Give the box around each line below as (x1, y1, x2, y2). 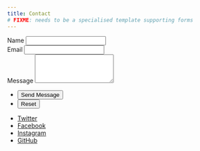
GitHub (17, 136, 38, 144)
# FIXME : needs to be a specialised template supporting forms (7, 17, 194, 24)
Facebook (17, 121, 46, 130)
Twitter (17, 114, 38, 122)
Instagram (17, 129, 46, 137)
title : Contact (7, 10, 51, 17)
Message (7, 76, 34, 85)
